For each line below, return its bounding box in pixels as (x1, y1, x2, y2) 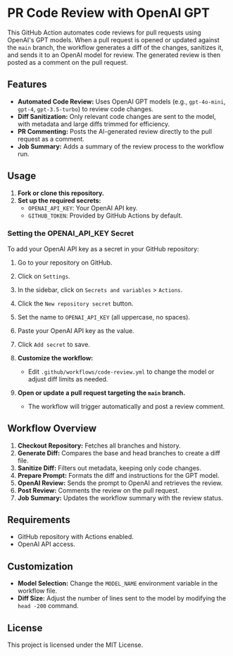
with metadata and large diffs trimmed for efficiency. (17, 120, 170, 128)
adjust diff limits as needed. (27, 374, 108, 383)
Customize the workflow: (17, 353, 94, 362)
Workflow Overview (7, 422, 97, 434)
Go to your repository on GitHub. (17, 258, 113, 267)
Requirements (7, 514, 70, 526)
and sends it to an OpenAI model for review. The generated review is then (7, 51, 221, 59)
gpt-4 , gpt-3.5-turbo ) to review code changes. (17, 104, 153, 113)
